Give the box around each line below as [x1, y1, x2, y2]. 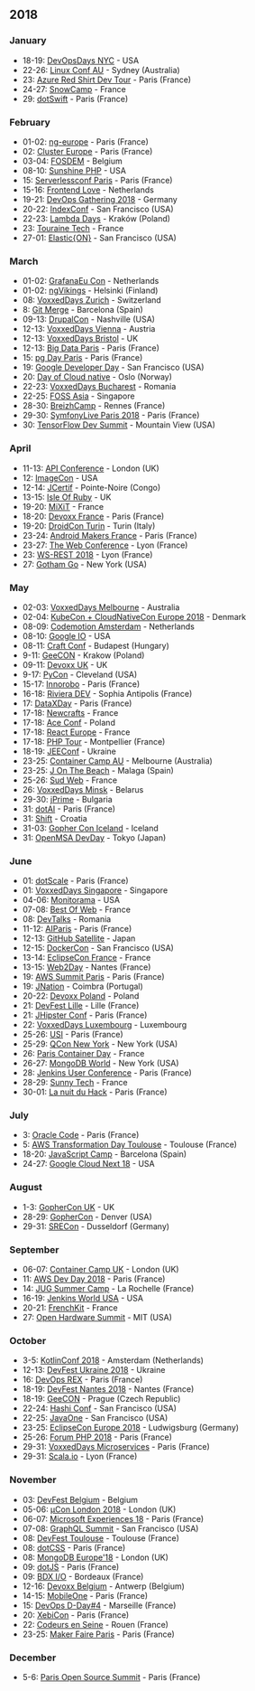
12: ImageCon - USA [22, 472, 98, 483]
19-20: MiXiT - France [22, 501, 105, 512]
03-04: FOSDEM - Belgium [22, 155, 123, 166]
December [9, 1651, 57, 1664]
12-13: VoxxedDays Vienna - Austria [22, 324, 156, 334]
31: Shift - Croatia [22, 813, 87, 823]
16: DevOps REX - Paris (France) [22, 1374, 143, 1386]
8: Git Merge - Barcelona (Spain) [22, 305, 144, 315]
